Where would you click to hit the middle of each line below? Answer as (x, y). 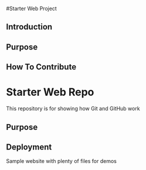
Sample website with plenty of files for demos (62, 161)
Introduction (29, 27)
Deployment (29, 147)
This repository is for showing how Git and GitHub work (73, 109)
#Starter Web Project (31, 9)
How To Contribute (41, 67)
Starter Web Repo (50, 92)
